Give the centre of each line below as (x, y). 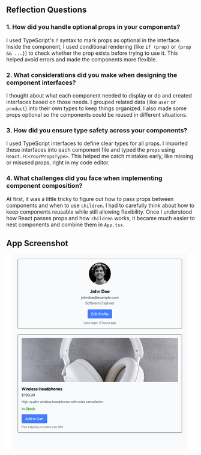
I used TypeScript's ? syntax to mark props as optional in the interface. (94, 40)
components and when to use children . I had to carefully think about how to (100, 205)
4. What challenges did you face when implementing (85, 178)
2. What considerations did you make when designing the (92, 75)
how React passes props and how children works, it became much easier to (100, 218)
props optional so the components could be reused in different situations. (97, 114)
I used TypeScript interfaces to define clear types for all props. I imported (97, 143)
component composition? (44, 186)
